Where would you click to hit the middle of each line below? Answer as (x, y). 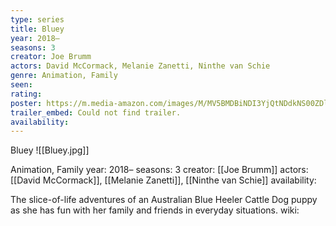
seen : (21, 85)
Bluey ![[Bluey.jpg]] (50, 150)
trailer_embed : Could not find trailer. (96, 112)
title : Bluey (37, 29)
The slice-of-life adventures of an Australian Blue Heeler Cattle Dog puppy (164, 200)
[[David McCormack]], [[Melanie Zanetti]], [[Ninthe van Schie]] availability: (163, 180)
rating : (26, 94)
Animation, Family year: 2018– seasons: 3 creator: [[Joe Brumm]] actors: (159, 170)
